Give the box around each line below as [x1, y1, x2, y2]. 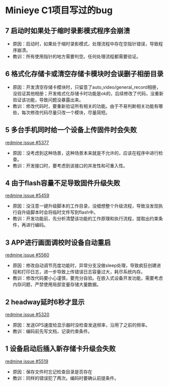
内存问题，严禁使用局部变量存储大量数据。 [12, 282, 101, 288]
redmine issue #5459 [5, 192, 49, 199]
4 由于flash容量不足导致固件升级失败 [5, 179, 121, 187]
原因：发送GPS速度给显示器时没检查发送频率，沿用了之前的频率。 [12, 322, 150, 328]
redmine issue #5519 [5, 358, 49, 364]
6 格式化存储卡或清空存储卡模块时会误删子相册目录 [5, 69, 164, 79]
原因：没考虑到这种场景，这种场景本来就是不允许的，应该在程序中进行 [12, 150, 159, 156]
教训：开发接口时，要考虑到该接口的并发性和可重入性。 [12, 163, 128, 169]
